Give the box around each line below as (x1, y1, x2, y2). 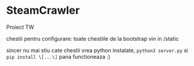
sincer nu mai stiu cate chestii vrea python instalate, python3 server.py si (6, 46, 189, 54)
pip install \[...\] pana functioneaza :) (6, 53, 110, 60)
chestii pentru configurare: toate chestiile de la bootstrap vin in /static (6, 35, 179, 42)
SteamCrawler (6, 4, 80, 17)
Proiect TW (6, 23, 34, 31)
